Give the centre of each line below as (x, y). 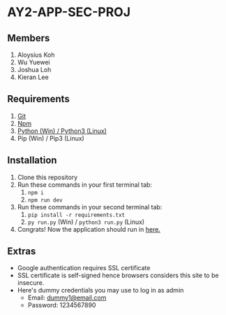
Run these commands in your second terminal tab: (90, 206)
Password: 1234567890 (62, 305)
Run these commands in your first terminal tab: (84, 184)
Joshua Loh (34, 70)
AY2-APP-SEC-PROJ (69, 12)
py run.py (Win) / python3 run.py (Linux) (86, 222)
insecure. (31, 283)
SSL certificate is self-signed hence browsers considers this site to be (118, 275)
